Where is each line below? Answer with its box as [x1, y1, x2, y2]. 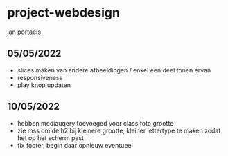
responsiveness [17, 73, 63, 81]
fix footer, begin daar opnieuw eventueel [17, 141, 133, 149]
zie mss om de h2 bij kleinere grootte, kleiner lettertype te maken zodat [17, 126, 221, 135]
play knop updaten [17, 81, 71, 89]
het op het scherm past [17, 133, 85, 142]
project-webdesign [7, 5, 120, 21]
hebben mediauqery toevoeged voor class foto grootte [17, 119, 174, 127]
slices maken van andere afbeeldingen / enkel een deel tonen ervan [17, 66, 211, 74]
